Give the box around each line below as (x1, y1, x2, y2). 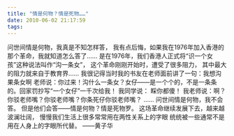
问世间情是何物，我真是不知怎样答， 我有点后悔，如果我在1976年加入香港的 (7, 43, 225, 52)
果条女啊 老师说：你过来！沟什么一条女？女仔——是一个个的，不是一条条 (7, 78, 217, 86)
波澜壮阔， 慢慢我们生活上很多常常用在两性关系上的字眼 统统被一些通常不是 (7, 113, 225, 121)
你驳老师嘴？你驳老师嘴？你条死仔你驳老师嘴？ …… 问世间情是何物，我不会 (7, 96, 224, 104)
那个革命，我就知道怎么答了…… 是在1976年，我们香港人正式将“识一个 (7, 52, 207, 60)
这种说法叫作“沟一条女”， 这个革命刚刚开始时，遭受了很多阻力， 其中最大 (16, 61, 227, 69)
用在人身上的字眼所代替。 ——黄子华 (7, 121, 113, 130)
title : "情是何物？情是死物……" (7, 10, 89, 17)
